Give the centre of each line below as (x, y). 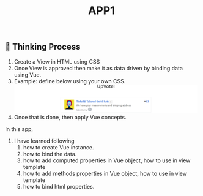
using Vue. (28, 75)
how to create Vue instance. (58, 147)
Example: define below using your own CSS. (70, 81)
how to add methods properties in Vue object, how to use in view (105, 173)
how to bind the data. (50, 154)
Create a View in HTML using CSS (57, 61)
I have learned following (44, 141)
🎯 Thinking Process (43, 47)
